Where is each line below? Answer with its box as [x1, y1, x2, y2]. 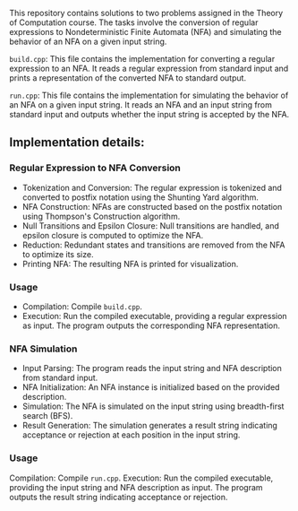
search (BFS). [21, 411, 73, 421]
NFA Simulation [9, 342, 78, 355]
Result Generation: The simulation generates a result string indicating [21, 420, 277, 431]
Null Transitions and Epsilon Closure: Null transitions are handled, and [21, 220, 280, 231]
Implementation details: [9, 134, 145, 151]
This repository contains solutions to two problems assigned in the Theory [9, 8, 284, 18]
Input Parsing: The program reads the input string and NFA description [21, 363, 282, 374]
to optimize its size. [21, 248, 94, 259]
